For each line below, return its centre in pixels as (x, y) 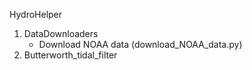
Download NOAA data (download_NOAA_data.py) (140, 44)
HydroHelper (36, 14)
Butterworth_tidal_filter (70, 55)
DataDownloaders (61, 33)
